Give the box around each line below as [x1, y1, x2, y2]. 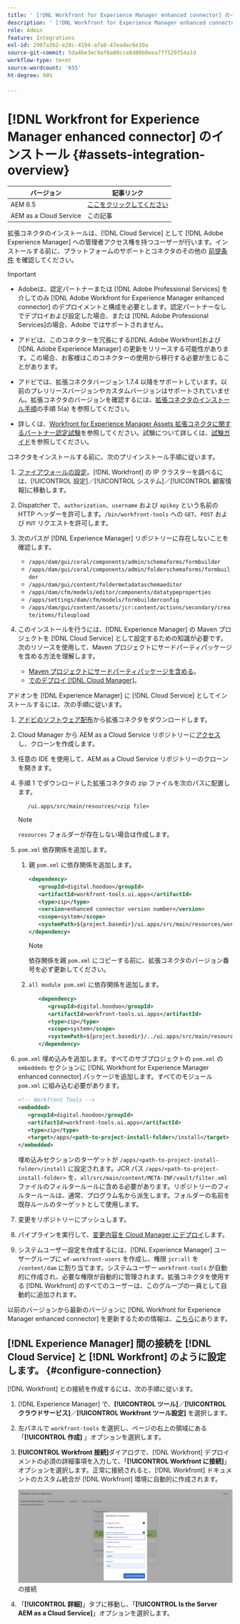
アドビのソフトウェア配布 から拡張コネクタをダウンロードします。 [17, 715, 211, 723]
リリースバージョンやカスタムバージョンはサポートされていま [42, 386, 224, 395]
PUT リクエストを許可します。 [26, 518, 112, 527]
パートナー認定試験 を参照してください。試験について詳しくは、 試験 [24, 428, 224, 437]
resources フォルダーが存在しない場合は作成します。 [17, 830, 174, 838]
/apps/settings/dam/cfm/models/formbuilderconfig [28, 596, 180, 603]
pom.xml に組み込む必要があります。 [17, 1081, 124, 1090]
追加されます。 [36, 1290, 81, 1299]
